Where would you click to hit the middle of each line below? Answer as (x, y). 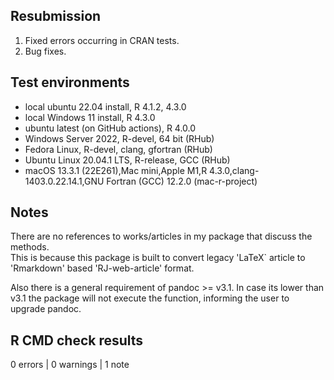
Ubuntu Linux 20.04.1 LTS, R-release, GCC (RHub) (127, 160)
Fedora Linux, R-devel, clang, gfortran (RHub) (118, 149)
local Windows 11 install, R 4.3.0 (90, 117)
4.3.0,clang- (234, 170)
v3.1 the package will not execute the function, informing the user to (150, 298)
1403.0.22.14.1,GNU (64, 181)
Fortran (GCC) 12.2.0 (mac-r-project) (182, 181)
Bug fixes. (45, 51)
